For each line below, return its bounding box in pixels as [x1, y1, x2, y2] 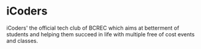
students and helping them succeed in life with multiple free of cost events [6, 30, 195, 38]
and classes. [6, 37, 39, 44]
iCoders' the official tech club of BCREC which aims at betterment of [6, 24, 180, 31]
